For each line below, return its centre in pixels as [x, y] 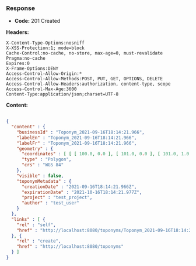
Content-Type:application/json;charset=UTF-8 [62, 94]
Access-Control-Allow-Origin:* [44, 74]
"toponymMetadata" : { [44, 181]
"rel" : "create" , [39, 241]
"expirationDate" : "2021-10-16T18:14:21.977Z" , [82, 192]
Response [20, 8]
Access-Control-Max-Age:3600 [41, 89]
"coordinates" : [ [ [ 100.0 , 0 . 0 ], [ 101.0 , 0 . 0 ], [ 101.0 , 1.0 [105, 154]
